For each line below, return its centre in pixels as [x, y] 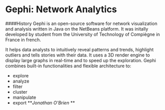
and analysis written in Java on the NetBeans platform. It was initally [77, 29]
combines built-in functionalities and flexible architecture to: [68, 66]
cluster [20, 92]
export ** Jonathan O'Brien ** [44, 102]
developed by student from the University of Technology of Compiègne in [83, 34]
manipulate [24, 97]
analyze [21, 81]
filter [18, 86]
